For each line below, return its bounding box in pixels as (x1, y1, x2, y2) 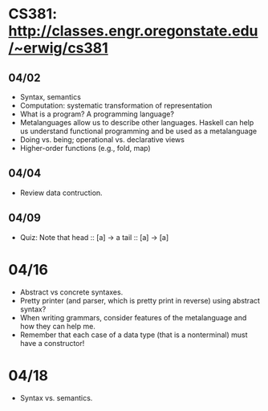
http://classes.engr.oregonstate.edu (8, 22, 258, 40)
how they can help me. (19, 321, 96, 331)
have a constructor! (19, 338, 85, 348)
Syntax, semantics (19, 92, 82, 101)
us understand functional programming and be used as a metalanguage (19, 126, 258, 136)
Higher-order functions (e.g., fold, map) (19, 144, 151, 153)
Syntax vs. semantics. (19, 393, 93, 402)
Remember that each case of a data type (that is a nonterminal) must (19, 330, 248, 340)
